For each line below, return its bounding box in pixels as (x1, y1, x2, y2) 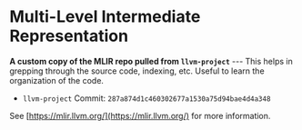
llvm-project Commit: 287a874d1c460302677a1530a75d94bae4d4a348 (22, 93, 271, 104)
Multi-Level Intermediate (9, 6, 201, 27)
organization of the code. (9, 75, 105, 85)
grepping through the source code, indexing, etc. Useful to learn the (9, 65, 266, 76)
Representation (9, 25, 129, 46)
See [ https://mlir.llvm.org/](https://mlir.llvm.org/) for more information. (9, 110, 271, 121)
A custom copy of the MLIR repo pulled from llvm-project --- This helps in (9, 55, 293, 66)
